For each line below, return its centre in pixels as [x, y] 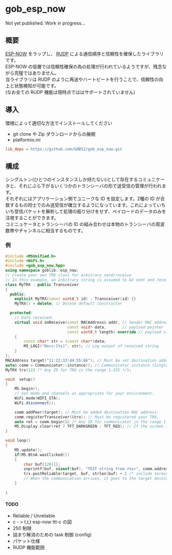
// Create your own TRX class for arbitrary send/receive [68, 275]
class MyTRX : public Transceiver [42, 284]
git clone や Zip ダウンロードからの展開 [54, 134]
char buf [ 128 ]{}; [42, 464]
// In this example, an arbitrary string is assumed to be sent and [80, 280]
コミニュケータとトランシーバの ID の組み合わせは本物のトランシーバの [81, 224]
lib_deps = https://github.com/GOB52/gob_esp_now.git [64, 149]
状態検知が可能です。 [36, 85]
